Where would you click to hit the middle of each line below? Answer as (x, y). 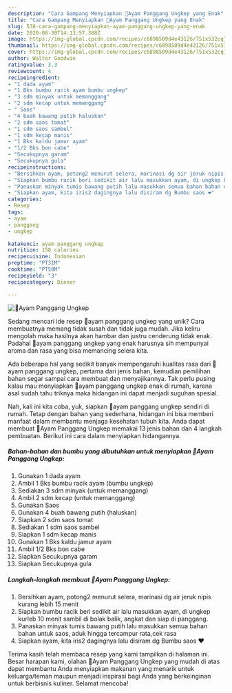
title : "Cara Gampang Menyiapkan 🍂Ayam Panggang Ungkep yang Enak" (107, 20)
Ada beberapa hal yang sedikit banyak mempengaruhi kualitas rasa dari (109, 364)
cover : (17, 52)
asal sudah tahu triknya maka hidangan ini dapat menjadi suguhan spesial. (113, 393)
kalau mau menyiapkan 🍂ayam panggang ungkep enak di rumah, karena (110, 386)
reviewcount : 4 (30, 71)
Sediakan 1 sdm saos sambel (59, 527)
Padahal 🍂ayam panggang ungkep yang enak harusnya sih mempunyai (108, 343)
